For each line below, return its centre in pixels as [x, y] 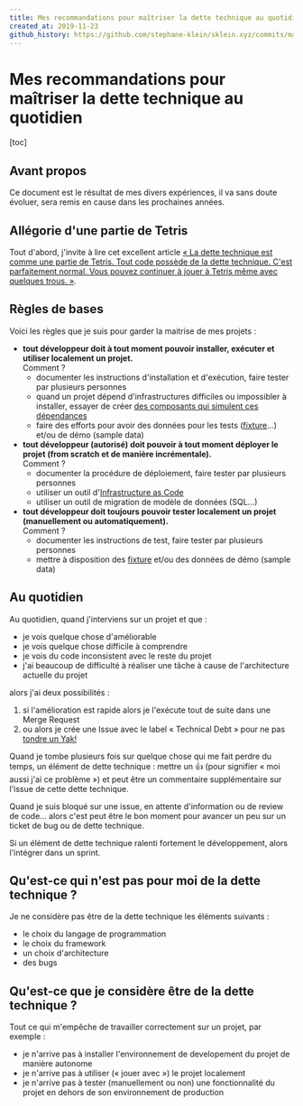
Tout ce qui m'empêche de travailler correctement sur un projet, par [135, 1027]
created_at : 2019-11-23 [54, 26]
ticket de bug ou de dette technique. [77, 825]
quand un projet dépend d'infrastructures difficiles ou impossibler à [161, 396]
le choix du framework [64, 944]
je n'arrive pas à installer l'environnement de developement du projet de [156, 1054]
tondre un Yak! [50, 738]
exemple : [28, 1037]
